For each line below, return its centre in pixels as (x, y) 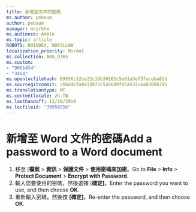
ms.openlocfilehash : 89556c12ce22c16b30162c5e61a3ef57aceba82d (87, 79)
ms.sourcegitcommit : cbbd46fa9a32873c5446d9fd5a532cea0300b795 (87, 85)
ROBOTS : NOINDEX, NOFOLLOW (40, 46)
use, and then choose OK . (47, 190)
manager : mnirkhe (28, 29)
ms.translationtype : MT (36, 90)
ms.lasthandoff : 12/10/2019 (41, 101)
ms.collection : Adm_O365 (37, 57)
